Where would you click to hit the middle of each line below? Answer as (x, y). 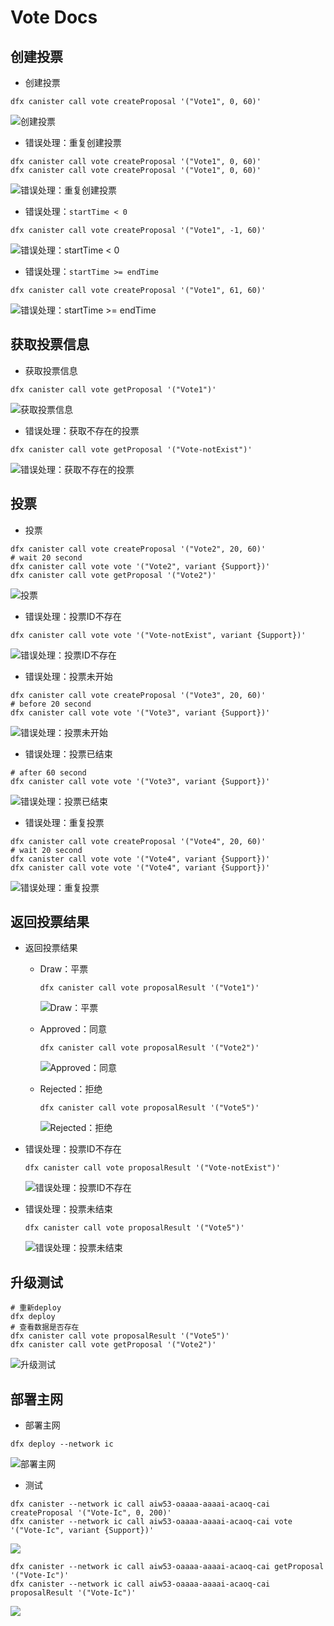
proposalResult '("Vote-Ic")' (73, 1593)
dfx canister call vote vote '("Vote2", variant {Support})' (140, 566)
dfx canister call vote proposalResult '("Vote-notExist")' (152, 1168)
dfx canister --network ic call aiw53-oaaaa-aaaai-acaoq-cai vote (151, 1522)
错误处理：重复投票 (64, 822)
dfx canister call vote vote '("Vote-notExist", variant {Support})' (158, 635)
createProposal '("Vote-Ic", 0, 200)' (91, 1513)
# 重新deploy (36, 1308)
